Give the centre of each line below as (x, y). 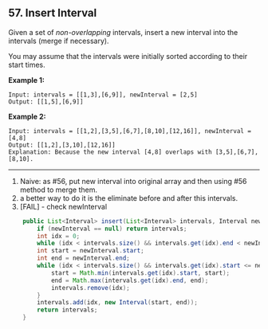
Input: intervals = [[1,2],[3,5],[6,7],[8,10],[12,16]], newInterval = (130, 131)
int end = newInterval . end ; (83, 258)
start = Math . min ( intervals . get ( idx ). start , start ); (140, 273)
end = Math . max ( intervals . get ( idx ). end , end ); (130, 280)
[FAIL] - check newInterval (63, 206)
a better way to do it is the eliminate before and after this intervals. (129, 198)
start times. (27, 65)
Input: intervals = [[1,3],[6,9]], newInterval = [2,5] (103, 95)
